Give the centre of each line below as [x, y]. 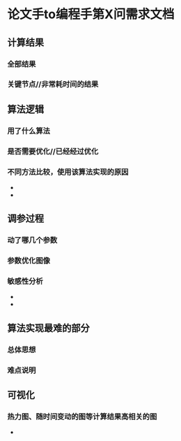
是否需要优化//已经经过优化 [53, 151]
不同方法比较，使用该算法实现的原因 [68, 172]
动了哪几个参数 [32, 240]
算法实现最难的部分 [48, 328]
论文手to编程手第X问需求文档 [91, 14]
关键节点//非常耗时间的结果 [53, 85]
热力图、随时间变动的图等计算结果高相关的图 [82, 417]
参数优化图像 [29, 261]
